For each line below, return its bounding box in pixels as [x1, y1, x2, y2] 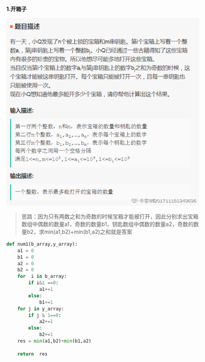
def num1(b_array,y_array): [6, 241, 78, 247]
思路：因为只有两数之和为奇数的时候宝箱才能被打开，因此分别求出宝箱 [21, 213, 199, 220]
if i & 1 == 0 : [28, 280, 59, 286]
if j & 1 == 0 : [28, 312, 62, 319]
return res [17, 351, 48, 357]
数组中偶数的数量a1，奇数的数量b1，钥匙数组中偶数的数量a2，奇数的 [21, 220, 194, 228]
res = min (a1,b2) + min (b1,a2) [17, 338, 92, 344]
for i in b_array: [17, 273, 67, 280]
